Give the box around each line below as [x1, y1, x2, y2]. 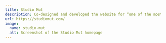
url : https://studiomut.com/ [5, 16, 65, 21]
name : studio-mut [9, 26, 45, 31]
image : [5, 21, 19, 26]
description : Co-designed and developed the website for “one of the [5, 12, 152, 17]
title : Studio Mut [5, 7, 43, 12]
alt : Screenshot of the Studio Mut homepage [9, 30, 103, 35]
